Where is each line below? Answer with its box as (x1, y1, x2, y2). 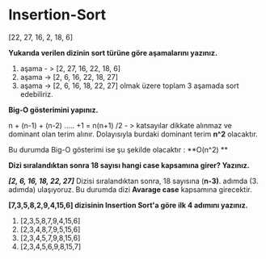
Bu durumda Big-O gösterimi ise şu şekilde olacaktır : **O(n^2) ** (8, 144, 228, 154)
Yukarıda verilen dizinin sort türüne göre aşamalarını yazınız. (8, 48, 218, 57)
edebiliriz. (19, 89, 53, 98)
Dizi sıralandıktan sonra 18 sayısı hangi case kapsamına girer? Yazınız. (8, 160, 250, 170)
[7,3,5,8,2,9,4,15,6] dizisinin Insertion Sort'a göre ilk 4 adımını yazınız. (8, 200, 248, 210)
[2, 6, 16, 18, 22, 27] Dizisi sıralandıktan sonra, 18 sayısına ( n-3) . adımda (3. (8, 176, 259, 186)
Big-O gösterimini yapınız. (8, 105, 99, 115)
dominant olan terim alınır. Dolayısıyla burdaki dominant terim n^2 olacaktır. (8, 129, 258, 139)
